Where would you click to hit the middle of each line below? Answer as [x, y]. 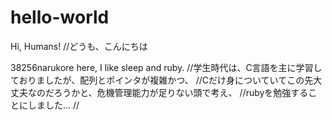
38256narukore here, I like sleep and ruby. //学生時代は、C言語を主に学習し [166, 67]
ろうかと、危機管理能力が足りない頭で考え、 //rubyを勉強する [181, 92]
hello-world [60, 17]
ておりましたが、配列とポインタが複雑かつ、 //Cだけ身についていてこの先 [162, 80]
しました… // [53, 105]
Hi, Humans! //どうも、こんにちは [79, 46]
